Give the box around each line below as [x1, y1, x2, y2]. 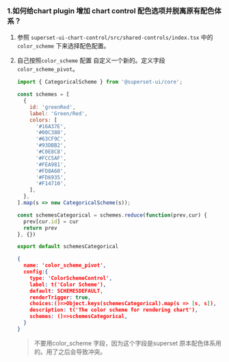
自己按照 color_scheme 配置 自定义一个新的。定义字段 [16, 56, 165, 64]
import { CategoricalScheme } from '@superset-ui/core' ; [16, 79, 183, 86]
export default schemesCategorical [16, 243, 119, 250]
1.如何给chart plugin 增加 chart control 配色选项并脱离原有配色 [7, 5, 215, 15]
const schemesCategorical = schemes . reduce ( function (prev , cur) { [16, 211, 207, 219]
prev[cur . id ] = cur [23, 218, 79, 225]
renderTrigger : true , [29, 293, 91, 301]
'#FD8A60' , [35, 167, 67, 174]
